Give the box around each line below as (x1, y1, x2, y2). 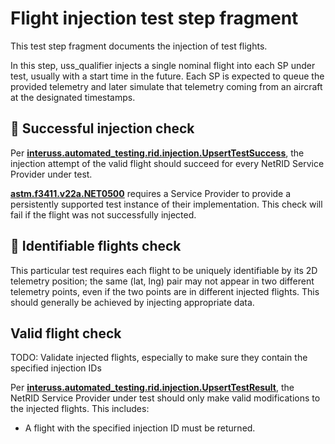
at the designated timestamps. (10, 91, 136, 103)
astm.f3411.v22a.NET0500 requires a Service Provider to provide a (10, 187, 292, 199)
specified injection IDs (10, 362, 102, 374)
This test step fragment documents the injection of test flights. (10, 40, 268, 52)
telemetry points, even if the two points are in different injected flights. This (10, 285, 320, 297)
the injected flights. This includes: (10, 403, 150, 415)
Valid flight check (10, 325, 122, 342)
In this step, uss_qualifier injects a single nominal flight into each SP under (10, 59, 316, 71)
